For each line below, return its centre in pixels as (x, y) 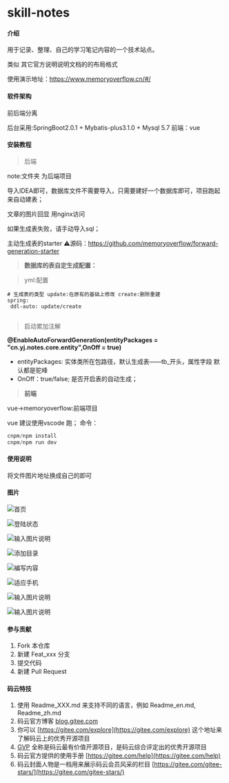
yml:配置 (36, 280)
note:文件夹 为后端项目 (40, 176)
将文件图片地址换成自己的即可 (49, 475)
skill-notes (39, 13)
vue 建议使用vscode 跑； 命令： (53, 423)
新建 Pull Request (42, 672)
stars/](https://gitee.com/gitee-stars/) (71, 772)
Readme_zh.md (39, 713)
